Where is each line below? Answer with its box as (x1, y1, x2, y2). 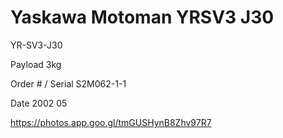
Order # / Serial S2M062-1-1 (10, 77, 127, 90)
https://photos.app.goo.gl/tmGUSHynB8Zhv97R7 (10, 116, 212, 128)
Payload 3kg (10, 58, 62, 70)
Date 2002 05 (10, 97, 68, 109)
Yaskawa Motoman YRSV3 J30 (10, 6, 275, 29)
